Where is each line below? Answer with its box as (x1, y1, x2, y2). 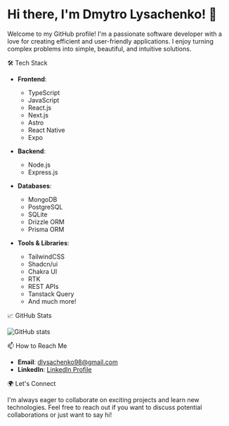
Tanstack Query (27, 290, 74, 298)
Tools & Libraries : (17, 238, 70, 247)
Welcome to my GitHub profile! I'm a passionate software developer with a (7, 30, 223, 38)
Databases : (17, 181, 52, 190)
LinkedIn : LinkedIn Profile (17, 365, 92, 373)
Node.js (27, 160, 51, 169)
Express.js (27, 168, 58, 176)
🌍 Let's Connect (7, 379, 56, 387)
